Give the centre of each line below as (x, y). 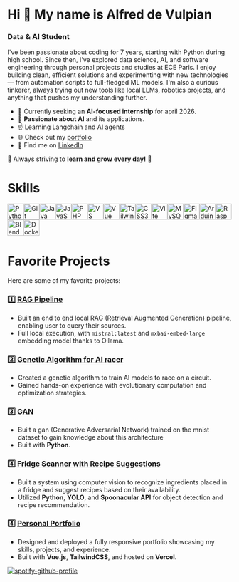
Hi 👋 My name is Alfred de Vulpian (110, 15)
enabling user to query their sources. (72, 325)
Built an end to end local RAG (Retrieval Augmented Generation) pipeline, (124, 318)
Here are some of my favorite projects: (64, 281)
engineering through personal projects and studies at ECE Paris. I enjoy (112, 68)
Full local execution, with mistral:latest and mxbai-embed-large (111, 333)
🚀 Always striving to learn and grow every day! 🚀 (80, 159)
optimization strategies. (52, 393)
